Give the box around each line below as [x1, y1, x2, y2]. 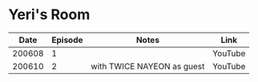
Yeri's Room [8, 6, 91, 24]
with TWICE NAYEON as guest [91, 61, 205, 72]
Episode [51, 34, 83, 45]
